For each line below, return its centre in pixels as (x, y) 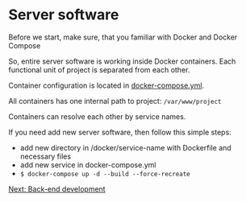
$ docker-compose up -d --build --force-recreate (105, 174)
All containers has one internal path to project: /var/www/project (115, 101)
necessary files (45, 156)
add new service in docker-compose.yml (88, 165)
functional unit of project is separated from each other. (99, 69)
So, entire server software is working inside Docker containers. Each (122, 61)
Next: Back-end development (57, 189)
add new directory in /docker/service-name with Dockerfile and (125, 147)
